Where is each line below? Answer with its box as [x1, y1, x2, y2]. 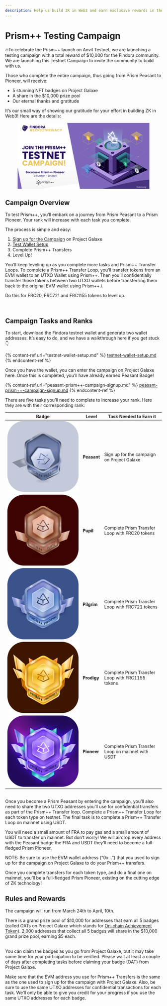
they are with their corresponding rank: [5, 402, 85, 408]
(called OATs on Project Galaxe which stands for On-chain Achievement [5, 922, 152, 928]
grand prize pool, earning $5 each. [5, 933, 77, 939]
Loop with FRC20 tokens [104, 530, 155, 536]
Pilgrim [83, 601, 98, 607]
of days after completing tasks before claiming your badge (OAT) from [5, 959, 149, 965]
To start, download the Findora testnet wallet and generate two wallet [5, 330, 148, 336]
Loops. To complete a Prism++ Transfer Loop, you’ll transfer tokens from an [5, 267, 161, 273]
